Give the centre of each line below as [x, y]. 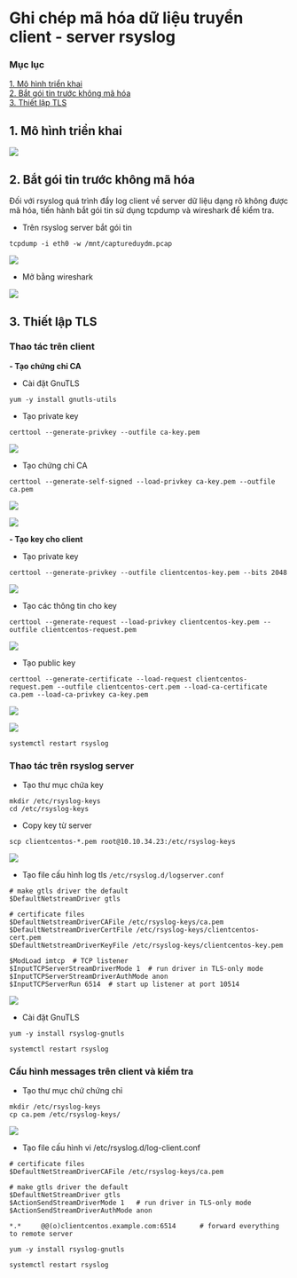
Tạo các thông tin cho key [69, 605]
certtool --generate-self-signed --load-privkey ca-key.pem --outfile [142, 481]
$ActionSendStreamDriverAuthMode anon [81, 1211]
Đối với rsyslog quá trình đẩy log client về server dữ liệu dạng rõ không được [149, 201]
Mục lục [27, 65]
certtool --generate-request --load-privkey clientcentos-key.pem [134, 622]
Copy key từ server [57, 825]
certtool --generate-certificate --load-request [101, 679]
